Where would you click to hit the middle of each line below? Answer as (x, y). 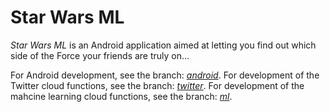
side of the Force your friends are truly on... (100, 55)
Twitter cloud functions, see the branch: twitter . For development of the (157, 85)
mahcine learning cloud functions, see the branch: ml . (121, 96)
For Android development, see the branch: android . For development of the (165, 75)
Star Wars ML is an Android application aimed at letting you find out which (163, 45)
